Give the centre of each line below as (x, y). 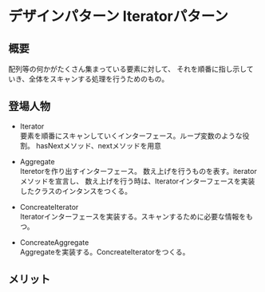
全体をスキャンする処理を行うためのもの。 (99, 79)
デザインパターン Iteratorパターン (119, 16)
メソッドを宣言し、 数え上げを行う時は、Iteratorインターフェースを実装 (137, 181)
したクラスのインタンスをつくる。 (75, 191)
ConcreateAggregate (54, 242)
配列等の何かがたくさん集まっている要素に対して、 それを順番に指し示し (128, 69)
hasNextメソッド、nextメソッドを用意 (99, 145)
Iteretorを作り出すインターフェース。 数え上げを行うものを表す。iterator (138, 171)
